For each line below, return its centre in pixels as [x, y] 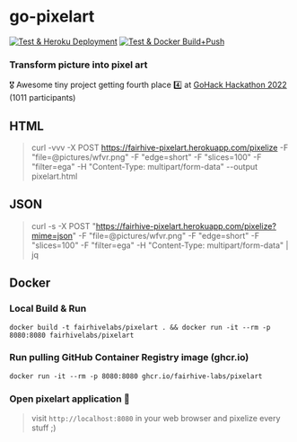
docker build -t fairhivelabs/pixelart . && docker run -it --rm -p [140, 327]
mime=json [52, 235]
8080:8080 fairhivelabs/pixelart [72, 335]
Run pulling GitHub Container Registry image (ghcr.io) [129, 358]
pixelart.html [54, 176]
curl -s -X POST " [64, 225]
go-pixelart [52, 17]
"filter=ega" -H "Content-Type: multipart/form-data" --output [144, 167]
